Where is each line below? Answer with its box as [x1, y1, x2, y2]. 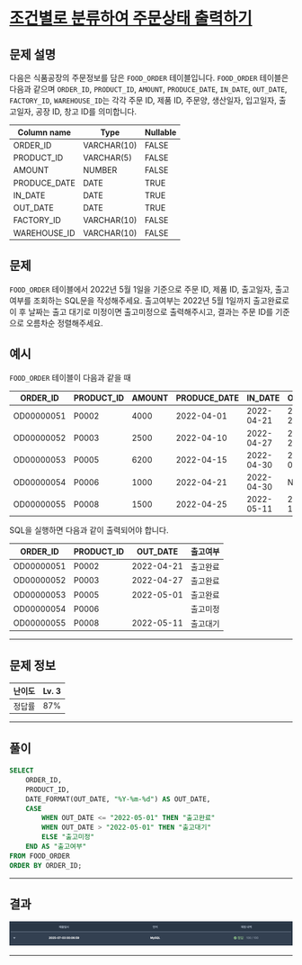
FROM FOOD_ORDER [9, 852, 70, 861]
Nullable [145, 127, 177, 138]
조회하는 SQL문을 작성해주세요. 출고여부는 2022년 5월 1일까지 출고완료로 [32, 294, 289, 306]
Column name [17, 127, 72, 138]
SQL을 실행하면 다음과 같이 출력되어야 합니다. [9, 524, 169, 536]
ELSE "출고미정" [41, 833, 95, 842]
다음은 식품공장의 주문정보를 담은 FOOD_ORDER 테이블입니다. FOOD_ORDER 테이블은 [9, 73, 289, 83]
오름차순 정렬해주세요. [25, 317, 103, 329]
